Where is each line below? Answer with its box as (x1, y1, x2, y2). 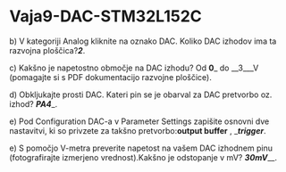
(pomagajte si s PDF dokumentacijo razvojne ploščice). (9, 71, 213, 82)
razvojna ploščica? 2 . (9, 45, 86, 55)
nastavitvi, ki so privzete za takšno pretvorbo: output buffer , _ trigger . (9, 125, 266, 135)
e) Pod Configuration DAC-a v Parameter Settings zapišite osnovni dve (9, 116, 270, 127)
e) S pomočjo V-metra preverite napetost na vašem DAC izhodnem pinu (9, 143, 273, 153)
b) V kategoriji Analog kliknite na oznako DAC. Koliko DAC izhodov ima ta (9, 36, 277, 46)
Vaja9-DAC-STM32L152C (9, 6, 203, 27)
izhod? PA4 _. (9, 98, 58, 109)
